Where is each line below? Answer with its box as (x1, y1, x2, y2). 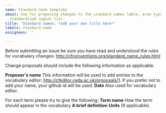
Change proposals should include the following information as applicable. (5, 62, 155, 68)
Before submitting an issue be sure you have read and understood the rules (5, 48, 159, 54)
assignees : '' (5, 30, 35, 35)
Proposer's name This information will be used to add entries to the (5, 72, 143, 78)
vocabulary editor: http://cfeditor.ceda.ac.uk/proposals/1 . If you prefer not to (5, 77, 161, 83)
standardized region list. (9, 16, 65, 21)
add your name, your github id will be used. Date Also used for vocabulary (5, 83, 157, 88)
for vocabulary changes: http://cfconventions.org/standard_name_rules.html (5, 53, 161, 59)
